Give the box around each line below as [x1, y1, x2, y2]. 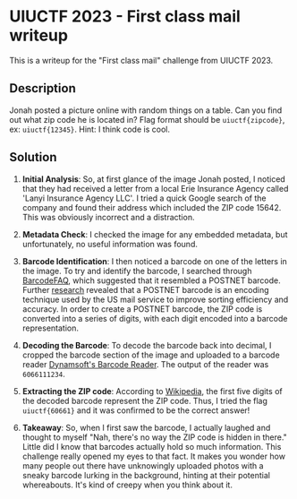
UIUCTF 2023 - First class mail [9, 6, 242, 27]
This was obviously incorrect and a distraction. [21, 211, 195, 222]
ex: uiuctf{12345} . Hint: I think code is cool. [9, 124, 170, 134]
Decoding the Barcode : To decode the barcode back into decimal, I [21, 340, 272, 350]
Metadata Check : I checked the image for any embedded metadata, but [21, 228, 288, 239]
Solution [9, 150, 57, 165]
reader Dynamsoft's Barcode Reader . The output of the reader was [21, 358, 269, 369]
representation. [21, 323, 79, 333]
